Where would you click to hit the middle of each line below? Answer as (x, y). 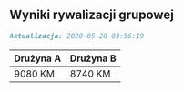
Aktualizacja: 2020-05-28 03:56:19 (77, 36)
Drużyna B (93, 58)
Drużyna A (38, 58)
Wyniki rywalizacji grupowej (92, 15)
